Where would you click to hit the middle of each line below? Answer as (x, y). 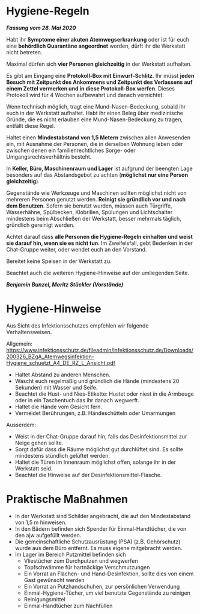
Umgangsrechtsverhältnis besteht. (49, 157)
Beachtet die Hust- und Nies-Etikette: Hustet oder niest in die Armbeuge (104, 394)
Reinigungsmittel (44, 599)
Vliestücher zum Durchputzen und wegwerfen (81, 561)
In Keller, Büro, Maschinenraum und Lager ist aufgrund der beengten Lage (100, 168)
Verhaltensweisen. (29, 332)
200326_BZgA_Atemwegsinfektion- (50, 356)
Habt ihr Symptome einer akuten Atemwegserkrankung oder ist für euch (98, 39)
